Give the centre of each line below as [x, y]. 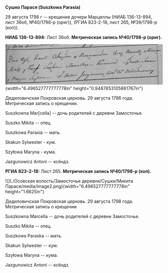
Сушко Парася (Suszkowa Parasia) [43, 7]
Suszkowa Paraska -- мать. [34, 235]
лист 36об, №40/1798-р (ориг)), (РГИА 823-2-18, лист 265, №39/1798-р [81, 22]
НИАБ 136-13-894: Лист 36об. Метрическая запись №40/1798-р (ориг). [84, 37]
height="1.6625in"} [25, 191]
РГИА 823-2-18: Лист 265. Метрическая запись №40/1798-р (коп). [78, 171]
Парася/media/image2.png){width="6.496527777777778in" [67, 186]
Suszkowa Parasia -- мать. [33, 132]
